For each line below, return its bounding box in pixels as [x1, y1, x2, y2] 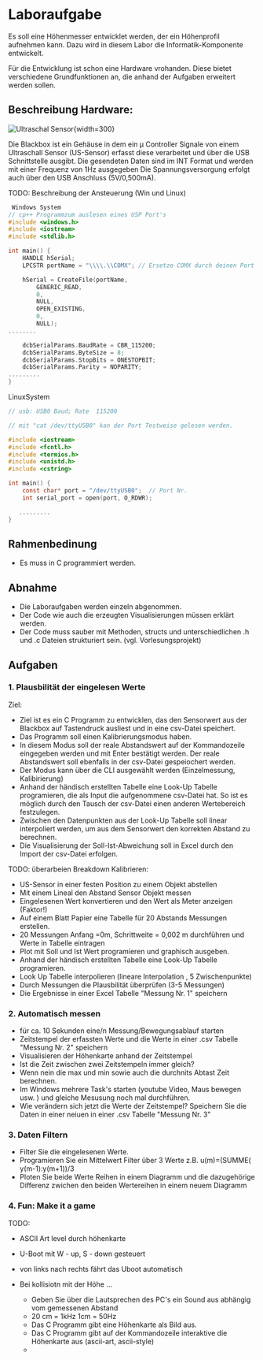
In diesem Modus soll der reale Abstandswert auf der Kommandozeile [19, 740, 246, 749]
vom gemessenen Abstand [31, 1302, 119, 1313]
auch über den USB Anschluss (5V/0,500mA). [8, 173, 156, 182]
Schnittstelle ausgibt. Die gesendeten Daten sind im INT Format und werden [8, 156, 254, 165]
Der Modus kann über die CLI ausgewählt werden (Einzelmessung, [19, 765, 236, 775]
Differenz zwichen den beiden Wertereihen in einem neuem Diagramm [19, 1180, 247, 1191]
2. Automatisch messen [8, 1008, 101, 1019]
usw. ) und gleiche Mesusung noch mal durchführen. [19, 1093, 191, 1102]
